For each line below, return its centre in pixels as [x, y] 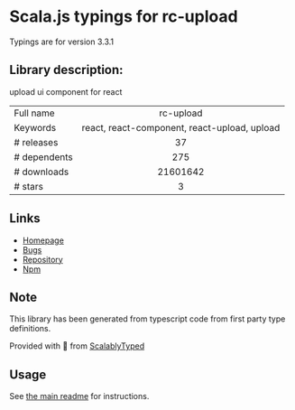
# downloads [41, 172]
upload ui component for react [66, 91]
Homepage [43, 240]
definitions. [30, 329]
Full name [35, 113]
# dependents [44, 157]
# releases [36, 142]
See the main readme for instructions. [79, 396]
